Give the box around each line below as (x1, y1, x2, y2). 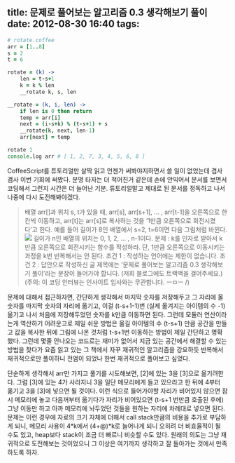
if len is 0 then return (20, 107, 92, 114)
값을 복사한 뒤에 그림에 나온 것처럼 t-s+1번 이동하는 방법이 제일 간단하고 (14, 328, 210, 336)
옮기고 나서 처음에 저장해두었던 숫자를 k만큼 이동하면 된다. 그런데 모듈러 (7, 310, 203, 318)
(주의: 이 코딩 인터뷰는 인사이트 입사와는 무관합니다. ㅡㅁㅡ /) (24, 278, 190, 286)
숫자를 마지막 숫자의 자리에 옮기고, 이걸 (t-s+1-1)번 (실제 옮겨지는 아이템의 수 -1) (7, 301, 226, 310)
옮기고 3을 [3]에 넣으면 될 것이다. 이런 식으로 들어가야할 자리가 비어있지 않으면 (7, 387, 221, 395)
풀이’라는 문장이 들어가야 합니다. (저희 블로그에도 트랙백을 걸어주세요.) (31, 269, 223, 277)
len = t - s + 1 (20, 76, 55, 83)
